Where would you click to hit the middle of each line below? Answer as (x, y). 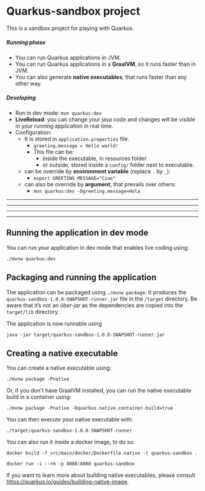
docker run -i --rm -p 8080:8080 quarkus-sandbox (71, 464)
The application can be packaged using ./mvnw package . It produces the (96, 292)
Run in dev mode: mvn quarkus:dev (58, 113)
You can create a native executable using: (59, 368)
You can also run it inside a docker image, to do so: (71, 442)
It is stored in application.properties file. (77, 139)
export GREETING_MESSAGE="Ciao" (74, 178)
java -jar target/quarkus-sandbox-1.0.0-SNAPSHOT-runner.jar (86, 335)
